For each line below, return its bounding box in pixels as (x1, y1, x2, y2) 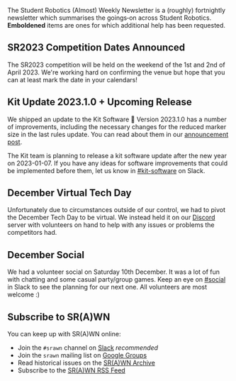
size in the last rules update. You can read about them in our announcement (7, 130, 229, 138)
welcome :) (7, 290, 40, 299)
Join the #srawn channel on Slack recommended (17, 343, 158, 352)
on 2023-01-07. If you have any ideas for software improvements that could (7, 159, 228, 167)
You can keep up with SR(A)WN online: (7, 330, 121, 338)
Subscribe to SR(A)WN (7, 311, 111, 323)
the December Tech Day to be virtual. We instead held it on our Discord (7, 213, 215, 222)
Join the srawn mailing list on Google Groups (17, 351, 147, 360)
